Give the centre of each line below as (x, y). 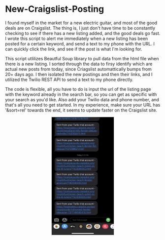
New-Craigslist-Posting (55, 9)
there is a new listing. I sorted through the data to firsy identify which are (79, 64)
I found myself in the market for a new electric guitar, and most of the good (81, 23)
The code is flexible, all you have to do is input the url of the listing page (78, 89)
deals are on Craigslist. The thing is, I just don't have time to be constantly (80, 28)
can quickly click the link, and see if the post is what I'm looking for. (74, 49)
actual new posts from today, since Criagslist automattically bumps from (78, 69)
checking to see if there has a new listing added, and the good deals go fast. (83, 33)
